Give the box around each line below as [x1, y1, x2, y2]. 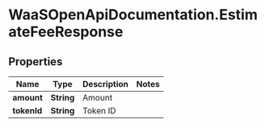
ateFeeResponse [8, 23, 124, 41]
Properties [8, 55, 63, 68]
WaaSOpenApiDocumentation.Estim [8, 6, 259, 24]
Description [82, 79, 129, 89]
